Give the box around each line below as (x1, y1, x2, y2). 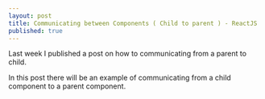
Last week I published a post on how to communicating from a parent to (8, 49, 247, 59)
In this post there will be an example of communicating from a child (8, 73, 231, 83)
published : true (8, 27, 63, 35)
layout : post (8, 11, 52, 20)
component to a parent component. (8, 81, 126, 91)
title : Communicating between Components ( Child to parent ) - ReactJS (8, 19, 258, 27)
